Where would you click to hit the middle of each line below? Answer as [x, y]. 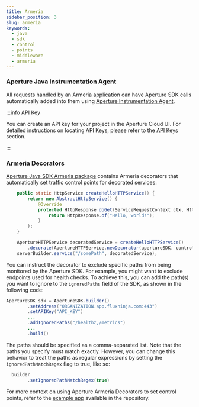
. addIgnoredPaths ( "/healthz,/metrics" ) [77, 323]
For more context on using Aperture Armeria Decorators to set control [91, 392]
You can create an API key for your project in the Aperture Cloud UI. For [94, 124]
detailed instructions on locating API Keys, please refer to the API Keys [92, 130]
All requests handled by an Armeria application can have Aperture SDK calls [99, 95]
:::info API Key [23, 112]
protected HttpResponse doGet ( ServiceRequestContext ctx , [111, 210]
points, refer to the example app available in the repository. [78, 398]
